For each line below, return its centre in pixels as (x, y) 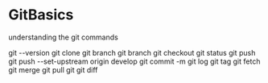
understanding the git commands (63, 37)
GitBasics (41, 15)
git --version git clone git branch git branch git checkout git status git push (132, 52)
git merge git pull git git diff (53, 69)
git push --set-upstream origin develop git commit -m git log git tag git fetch (134, 61)
